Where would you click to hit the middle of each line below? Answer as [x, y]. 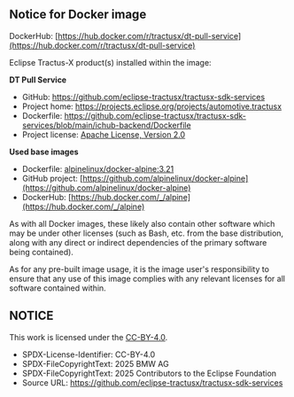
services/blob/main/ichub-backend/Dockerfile [107, 125]
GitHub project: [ [52, 178]
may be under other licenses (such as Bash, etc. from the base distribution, [147, 233]
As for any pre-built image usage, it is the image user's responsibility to [139, 269]
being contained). [41, 252]
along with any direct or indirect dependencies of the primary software [138, 242]
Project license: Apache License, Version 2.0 [104, 134]
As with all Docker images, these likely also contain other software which [142, 223]
